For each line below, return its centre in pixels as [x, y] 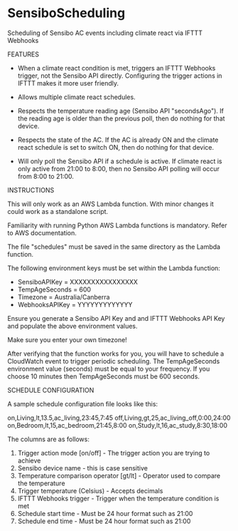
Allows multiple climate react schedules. [77, 97]
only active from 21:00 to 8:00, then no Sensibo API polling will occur [119, 168]
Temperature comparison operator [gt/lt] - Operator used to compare [119, 475]
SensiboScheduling [66, 13]
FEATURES [23, 54]
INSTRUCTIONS [31, 190]
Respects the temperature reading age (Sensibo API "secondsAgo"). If [121, 110]
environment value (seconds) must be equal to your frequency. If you [109, 368]
